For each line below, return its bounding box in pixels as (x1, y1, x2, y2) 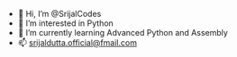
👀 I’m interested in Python (17, 18, 114, 28)
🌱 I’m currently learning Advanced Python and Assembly (17, 28, 228, 37)
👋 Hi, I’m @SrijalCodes (17, 9, 102, 19)
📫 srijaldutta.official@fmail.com (17, 37, 138, 48)
